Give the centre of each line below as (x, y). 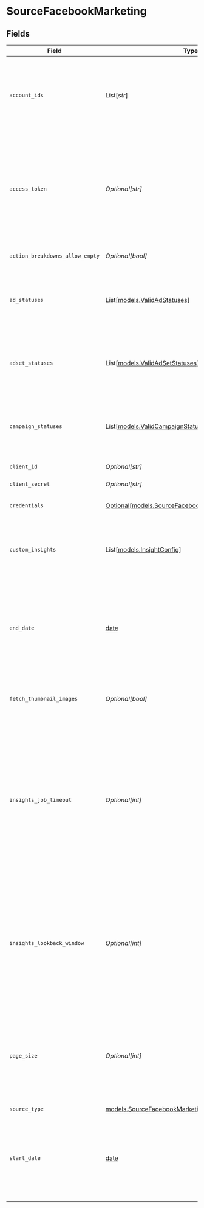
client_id (23, 467)
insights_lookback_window (47, 943)
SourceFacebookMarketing (76, 11)
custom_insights (33, 550)
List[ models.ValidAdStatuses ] (148, 300)
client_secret (30, 484)
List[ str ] (117, 95)
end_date (22, 628)
